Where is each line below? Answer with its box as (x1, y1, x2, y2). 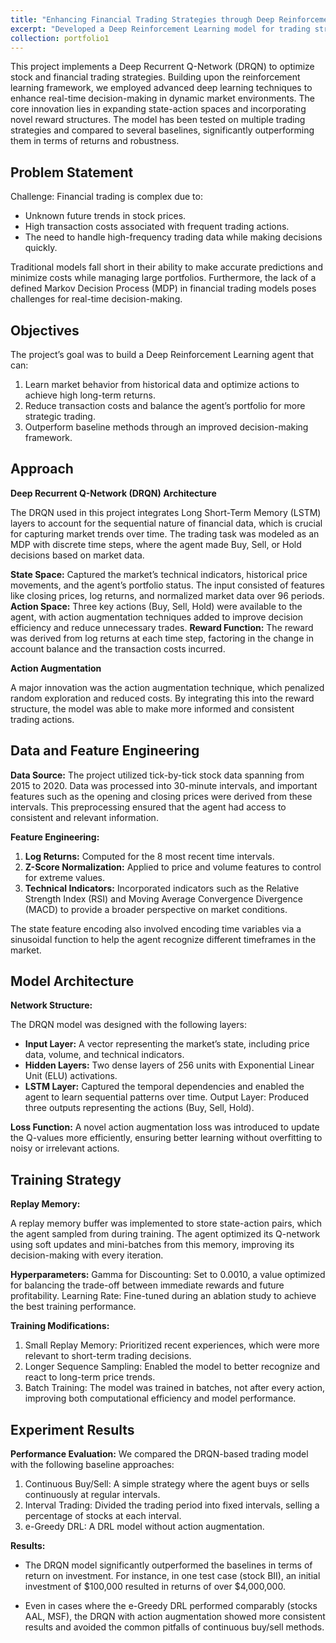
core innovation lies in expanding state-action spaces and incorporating (10, 103, 307, 115)
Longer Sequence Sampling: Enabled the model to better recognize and (24, 1361, 321, 1373)
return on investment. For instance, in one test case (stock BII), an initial (24, 1570, 321, 1582)
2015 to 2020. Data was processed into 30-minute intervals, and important (10, 779, 318, 791)
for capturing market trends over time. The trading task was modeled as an (10, 527, 320, 540)
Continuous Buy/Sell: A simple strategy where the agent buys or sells (24, 1478, 310, 1490)
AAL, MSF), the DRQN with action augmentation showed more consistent (24, 1611, 326, 1623)
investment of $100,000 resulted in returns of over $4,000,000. (24, 1581, 286, 1593)
